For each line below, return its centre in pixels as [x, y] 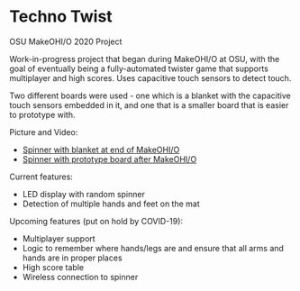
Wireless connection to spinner [80, 277]
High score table [53, 267]
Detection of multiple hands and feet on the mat [111, 204]
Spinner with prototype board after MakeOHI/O [109, 159]
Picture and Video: [44, 132]
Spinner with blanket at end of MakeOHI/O [101, 150]
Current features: [41, 177]
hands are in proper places [73, 258]
